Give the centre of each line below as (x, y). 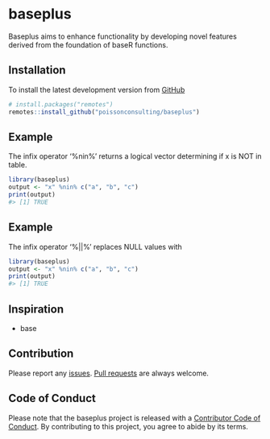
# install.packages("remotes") (61, 104)
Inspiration (36, 309)
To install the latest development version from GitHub (97, 89)
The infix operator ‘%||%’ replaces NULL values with (96, 246)
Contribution (41, 354)
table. (18, 165)
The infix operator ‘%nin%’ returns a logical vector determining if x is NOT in (135, 156)
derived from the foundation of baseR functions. (88, 44)
